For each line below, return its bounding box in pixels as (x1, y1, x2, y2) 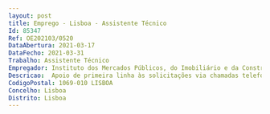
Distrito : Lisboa (8, 94, 67, 102)
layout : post (8, 11, 52, 20)
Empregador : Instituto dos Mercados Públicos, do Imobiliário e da (8, 64, 239, 72)
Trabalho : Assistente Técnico (8, 57, 110, 65)
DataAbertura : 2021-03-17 (8, 42, 95, 50)
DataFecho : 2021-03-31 (8, 49, 84, 57)
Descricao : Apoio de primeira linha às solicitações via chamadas (8, 71, 239, 79)
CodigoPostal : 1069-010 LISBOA (8, 79, 113, 87)
